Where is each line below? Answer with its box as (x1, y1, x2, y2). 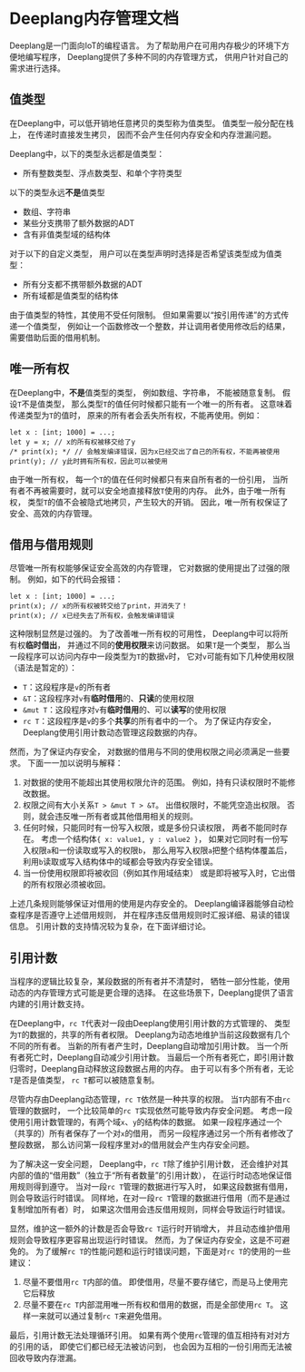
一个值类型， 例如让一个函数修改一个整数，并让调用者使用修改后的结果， (16, 320, 290, 331)
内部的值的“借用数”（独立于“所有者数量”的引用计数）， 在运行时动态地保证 (9, 1170, 284, 1181)
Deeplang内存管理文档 (9, 8, 180, 29)
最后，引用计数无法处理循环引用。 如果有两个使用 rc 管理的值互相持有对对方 (9, 1330, 290, 1341)
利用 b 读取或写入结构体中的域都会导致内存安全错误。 (22, 857, 218, 867)
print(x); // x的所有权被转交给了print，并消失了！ (9, 602, 189, 611)
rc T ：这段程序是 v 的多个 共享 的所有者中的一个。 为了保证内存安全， (22, 716, 277, 727)
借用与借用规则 (9, 536, 93, 552)
